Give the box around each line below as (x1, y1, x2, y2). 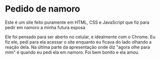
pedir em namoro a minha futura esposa (5, 24, 86, 30)
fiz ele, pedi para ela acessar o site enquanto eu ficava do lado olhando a (5, 39, 152, 45)
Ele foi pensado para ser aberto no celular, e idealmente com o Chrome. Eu (5, 34, 156, 40)
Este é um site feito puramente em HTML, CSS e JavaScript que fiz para (5, 19, 150, 25)
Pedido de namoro (5, 3, 80, 15)
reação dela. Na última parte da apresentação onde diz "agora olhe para (5, 44, 150, 50)
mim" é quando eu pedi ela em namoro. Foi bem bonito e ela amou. (5, 49, 140, 55)
